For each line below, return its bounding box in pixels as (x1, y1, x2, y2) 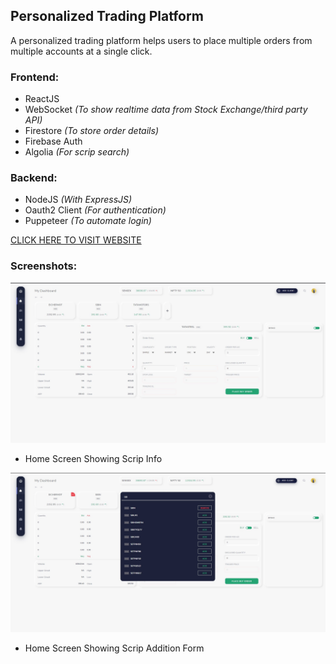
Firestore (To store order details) (24, 125, 159, 137)
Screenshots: (10, 259, 78, 273)
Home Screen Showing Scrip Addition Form (24, 642, 205, 654)
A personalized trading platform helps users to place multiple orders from (10, 34, 313, 46)
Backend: (10, 171, 58, 185)
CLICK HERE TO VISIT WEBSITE (10, 234, 142, 246)
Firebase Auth (24, 135, 83, 148)
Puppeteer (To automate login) (24, 215, 152, 227)
